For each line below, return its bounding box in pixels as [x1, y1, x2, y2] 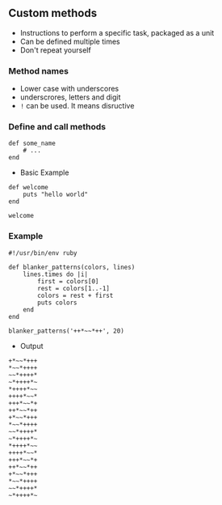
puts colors [37, 299, 78, 307]
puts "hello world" [23, 190, 89, 199]
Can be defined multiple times [19, 36, 120, 46]
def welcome [8, 184, 48, 192]
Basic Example [19, 168, 69, 177]
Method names [8, 65, 69, 76]
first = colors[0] [37, 277, 99, 286]
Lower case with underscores [19, 84, 119, 94]
